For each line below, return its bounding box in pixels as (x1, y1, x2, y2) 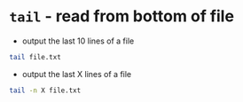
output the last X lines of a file (21, 68, 132, 79)
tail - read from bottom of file (9, 6, 235, 27)
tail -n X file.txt (9, 86, 82, 95)
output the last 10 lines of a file (21, 35, 135, 46)
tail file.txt (9, 52, 62, 61)
